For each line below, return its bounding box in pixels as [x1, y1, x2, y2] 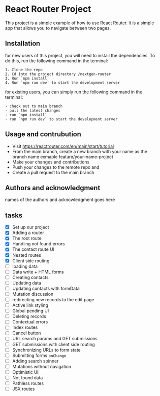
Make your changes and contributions [12, 159, 90, 165]
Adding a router [12, 230, 44, 236]
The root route [12, 236, 42, 241]
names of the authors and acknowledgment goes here [5, 197, 115, 203]
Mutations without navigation [12, 363, 71, 369]
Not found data [12, 374, 43, 381]
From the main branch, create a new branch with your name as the [12, 148, 148, 154]
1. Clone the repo [5, 67, 43, 72]
